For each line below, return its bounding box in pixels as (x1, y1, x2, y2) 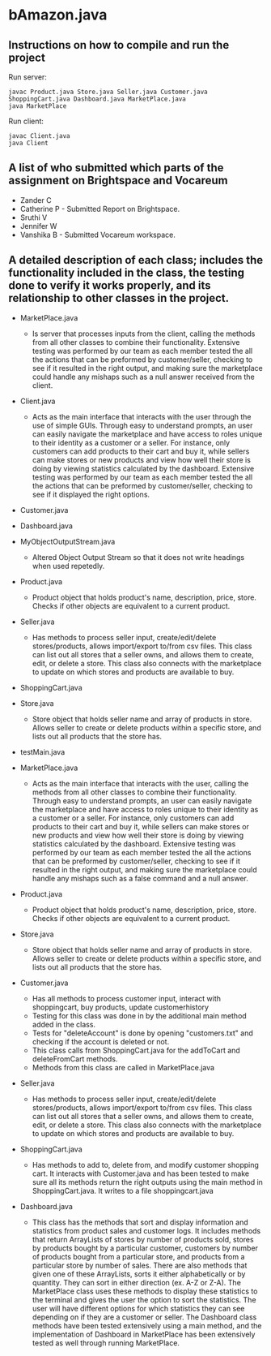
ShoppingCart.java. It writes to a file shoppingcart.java (32, 1186, 214, 1195)
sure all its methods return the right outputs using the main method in (32, 1177, 263, 1186)
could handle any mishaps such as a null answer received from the (32, 372, 255, 381)
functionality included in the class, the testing (8, 266, 245, 280)
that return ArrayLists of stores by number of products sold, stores (32, 1234, 254, 1244)
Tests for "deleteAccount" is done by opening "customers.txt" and (32, 1028, 253, 1038)
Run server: (8, 72, 47, 82)
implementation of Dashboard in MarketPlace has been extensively (32, 1329, 256, 1339)
